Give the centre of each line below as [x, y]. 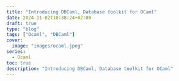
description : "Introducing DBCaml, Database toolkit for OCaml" [90, 69]
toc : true [19, 63]
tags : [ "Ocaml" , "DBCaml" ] [41, 35]
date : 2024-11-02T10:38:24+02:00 [49, 18]
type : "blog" [23, 29]
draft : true [21, 23]
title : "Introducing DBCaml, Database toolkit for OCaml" [82, 12]
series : [16, 52]
